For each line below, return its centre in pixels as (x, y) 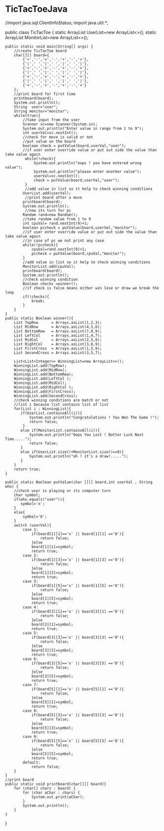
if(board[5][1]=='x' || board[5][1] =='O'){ (78, 689)
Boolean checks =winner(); (50, 284)
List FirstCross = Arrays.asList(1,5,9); (58, 348)
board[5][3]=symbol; (52, 728)
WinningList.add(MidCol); (41, 383)
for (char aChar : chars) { (51, 793)
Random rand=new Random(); (50, 215)
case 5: (30, 633)
